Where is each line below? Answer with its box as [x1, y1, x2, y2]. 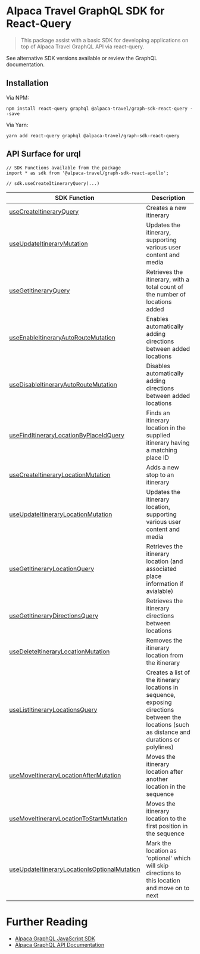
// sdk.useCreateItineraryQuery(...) [6, 180, 100, 186]
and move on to [146, 884, 190, 892]
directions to [146, 869, 182, 877]
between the [146, 713, 182, 721]
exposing [146, 698, 172, 706]
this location [146, 876, 180, 884]
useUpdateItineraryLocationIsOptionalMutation [9, 865, 141, 873]
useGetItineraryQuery [9, 286, 70, 295]
